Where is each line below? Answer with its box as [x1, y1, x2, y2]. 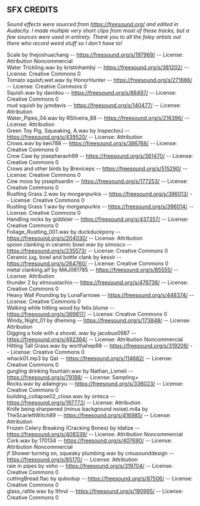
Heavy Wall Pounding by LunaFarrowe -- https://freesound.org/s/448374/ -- [7, 291, 195, 298]
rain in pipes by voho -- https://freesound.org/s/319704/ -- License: [7, 462, 173, 469]
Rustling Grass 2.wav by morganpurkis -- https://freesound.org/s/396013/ [7, 190, 189, 197]
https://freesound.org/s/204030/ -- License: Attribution [7, 235, 143, 242]
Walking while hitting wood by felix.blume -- [7, 304, 115, 311]
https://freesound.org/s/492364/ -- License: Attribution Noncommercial [7, 336, 183, 343]
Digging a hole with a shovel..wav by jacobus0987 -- [7, 329, 136, 336]
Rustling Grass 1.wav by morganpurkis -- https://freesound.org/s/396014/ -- [7, 202, 194, 210]
